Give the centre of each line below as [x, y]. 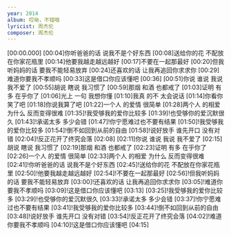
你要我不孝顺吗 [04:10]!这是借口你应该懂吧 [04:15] [78, 225]
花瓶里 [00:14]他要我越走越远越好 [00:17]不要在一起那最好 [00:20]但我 [125, 62]
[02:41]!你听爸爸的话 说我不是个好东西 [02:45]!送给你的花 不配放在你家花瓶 [113, 165]
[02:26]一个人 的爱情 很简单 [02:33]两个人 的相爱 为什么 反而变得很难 [106, 156]
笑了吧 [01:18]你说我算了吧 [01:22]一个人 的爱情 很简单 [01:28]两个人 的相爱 [114, 104]
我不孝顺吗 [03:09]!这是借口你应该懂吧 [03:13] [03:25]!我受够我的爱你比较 [118, 190]
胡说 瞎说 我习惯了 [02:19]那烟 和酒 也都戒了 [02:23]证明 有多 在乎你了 [107, 148]
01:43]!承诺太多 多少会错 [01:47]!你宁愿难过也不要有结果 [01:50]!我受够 [117, 122]
